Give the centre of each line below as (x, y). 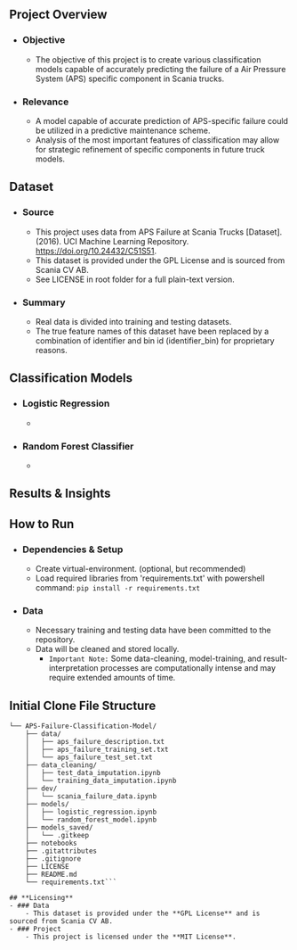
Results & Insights (60, 494)
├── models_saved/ (59, 828)
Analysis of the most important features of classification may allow (157, 140)
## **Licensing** (41, 898)
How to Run (42, 524)
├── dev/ (41, 789)
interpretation (74, 668)
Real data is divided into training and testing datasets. (133, 321)
